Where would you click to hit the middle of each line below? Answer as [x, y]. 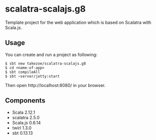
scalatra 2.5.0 [26, 117]
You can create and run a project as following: [51, 54]
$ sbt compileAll [23, 72]
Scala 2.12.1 [24, 112]
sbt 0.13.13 [22, 133]
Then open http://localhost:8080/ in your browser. [55, 85]
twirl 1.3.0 [22, 128]
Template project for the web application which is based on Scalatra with [78, 22]
